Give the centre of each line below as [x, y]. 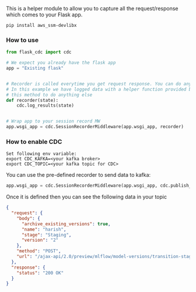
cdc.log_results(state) [45, 106]
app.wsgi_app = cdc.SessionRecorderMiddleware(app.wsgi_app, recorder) [95, 127]
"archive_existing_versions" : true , [66, 224]
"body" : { [29, 218]
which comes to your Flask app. [44, 15]
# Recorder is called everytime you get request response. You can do [94, 84]
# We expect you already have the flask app [61, 63]
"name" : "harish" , [44, 229]
